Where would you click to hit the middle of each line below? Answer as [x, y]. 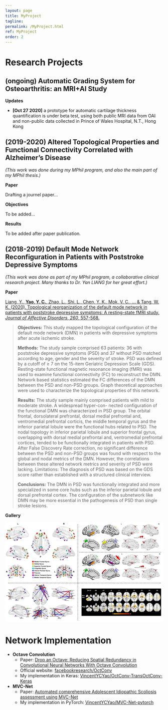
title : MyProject [23, 16]
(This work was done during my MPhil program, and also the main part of [81, 170]
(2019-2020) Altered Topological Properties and [82, 142]
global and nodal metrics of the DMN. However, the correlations [83, 458]
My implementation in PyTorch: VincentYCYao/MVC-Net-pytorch [87, 702]
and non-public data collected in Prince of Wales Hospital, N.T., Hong [84, 121]
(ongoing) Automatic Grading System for [70, 81]
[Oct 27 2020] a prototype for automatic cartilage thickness [74, 110]
